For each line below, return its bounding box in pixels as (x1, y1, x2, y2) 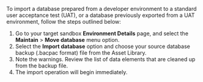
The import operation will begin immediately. (15, 69, 128, 75)
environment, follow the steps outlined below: (6, 18, 121, 25)
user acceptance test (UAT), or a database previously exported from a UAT (6, 12, 195, 19)
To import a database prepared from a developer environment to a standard (6, 5, 197, 12)
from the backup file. (15, 62, 68, 69)
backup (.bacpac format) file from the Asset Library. (15, 49, 147, 56)
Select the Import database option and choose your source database (15, 43, 191, 50)
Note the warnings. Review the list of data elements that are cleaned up (15, 56, 196, 63)
